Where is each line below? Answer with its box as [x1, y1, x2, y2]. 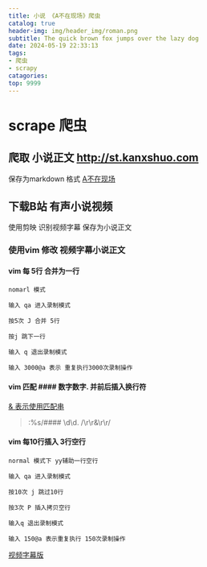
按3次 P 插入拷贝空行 [8, 503, 71, 511]
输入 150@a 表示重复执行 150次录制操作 [8, 535, 126, 543]
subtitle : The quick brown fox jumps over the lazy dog [8, 34, 199, 43]
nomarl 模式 [8, 286, 46, 294]
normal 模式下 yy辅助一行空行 [8, 457, 99, 465]
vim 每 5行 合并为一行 [8, 266, 80, 275]
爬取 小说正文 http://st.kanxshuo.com [8, 151, 199, 165]
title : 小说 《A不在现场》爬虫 [8, 11, 101, 20]
